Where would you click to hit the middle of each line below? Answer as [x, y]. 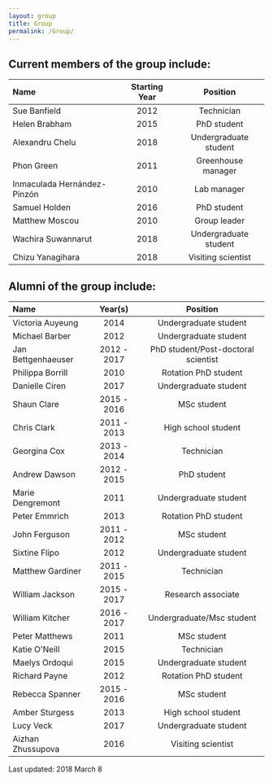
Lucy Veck [32, 725]
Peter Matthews [43, 636]
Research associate [202, 594]
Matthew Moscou [46, 221]
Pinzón [26, 194]
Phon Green [35, 166]
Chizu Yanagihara [46, 257]
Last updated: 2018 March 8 [56, 769]
